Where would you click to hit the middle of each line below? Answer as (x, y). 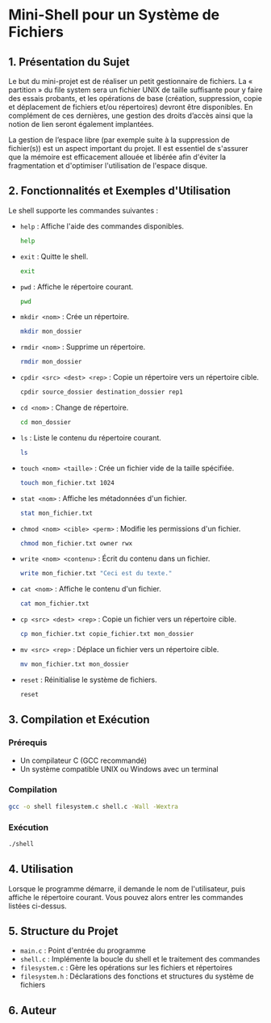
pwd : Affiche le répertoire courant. (77, 286)
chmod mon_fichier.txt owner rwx (76, 543)
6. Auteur (32, 1010)
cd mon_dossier (46, 423)
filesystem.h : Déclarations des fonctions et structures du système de (137, 976)
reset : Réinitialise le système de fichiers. (88, 680)
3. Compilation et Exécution (79, 720)
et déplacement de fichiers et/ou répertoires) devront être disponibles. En (131, 107)
